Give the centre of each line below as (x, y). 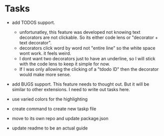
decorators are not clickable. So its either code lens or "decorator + (88, 37)
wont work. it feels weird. (45, 53)
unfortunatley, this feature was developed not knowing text (80, 32)
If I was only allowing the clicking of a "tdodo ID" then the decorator (89, 69)
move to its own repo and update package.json (60, 118)
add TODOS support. (33, 22)
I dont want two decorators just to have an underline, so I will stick (87, 58)
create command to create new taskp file (54, 109)
